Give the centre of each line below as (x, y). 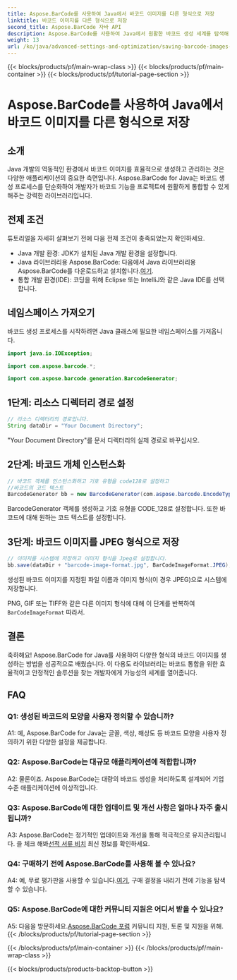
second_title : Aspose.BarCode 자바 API (65, 27)
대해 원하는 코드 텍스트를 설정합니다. (76, 518)
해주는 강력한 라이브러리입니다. (50, 195)
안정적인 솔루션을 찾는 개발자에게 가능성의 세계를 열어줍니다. (114, 672)
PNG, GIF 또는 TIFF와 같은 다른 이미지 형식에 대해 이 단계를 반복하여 (101, 603)
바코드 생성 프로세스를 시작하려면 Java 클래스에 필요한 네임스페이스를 (103, 331)
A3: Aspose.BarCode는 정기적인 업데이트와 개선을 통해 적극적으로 (99, 835)
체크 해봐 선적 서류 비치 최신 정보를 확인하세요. (87, 843)
